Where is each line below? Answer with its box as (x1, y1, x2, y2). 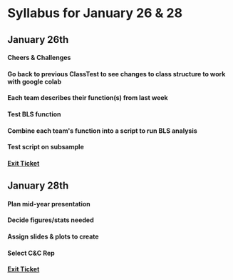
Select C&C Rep (7, 249, 55, 257)
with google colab (7, 77, 62, 86)
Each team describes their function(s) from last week (7, 94, 169, 102)
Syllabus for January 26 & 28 (7, 5, 183, 21)
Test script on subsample (7, 143, 84, 151)
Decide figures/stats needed (7, 216, 94, 224)
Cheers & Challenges (7, 54, 71, 62)
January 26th (7, 34, 69, 46)
